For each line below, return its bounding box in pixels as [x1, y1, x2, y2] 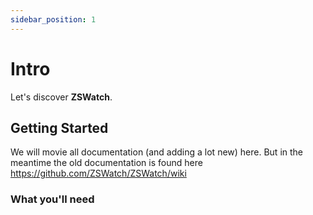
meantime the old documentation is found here [10, 157, 203, 169]
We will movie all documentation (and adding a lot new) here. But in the [10, 146, 304, 158]
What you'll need [10, 192, 95, 206]
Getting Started [10, 119, 109, 136]
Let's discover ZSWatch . [10, 91, 113, 103]
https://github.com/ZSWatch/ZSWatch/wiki [10, 167, 187, 180]
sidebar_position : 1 [10, 14, 97, 25]
